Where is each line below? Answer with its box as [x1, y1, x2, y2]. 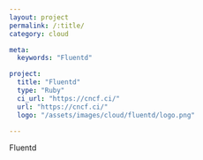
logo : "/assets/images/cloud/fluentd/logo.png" [17, 110, 196, 119]
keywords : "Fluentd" [17, 54, 93, 63]
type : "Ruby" [17, 86, 65, 95]
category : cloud [9, 29, 69, 38]
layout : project [9, 12, 69, 22]
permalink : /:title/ [9, 21, 86, 30]
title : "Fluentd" [17, 78, 81, 87]
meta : [9, 45, 29, 54]
